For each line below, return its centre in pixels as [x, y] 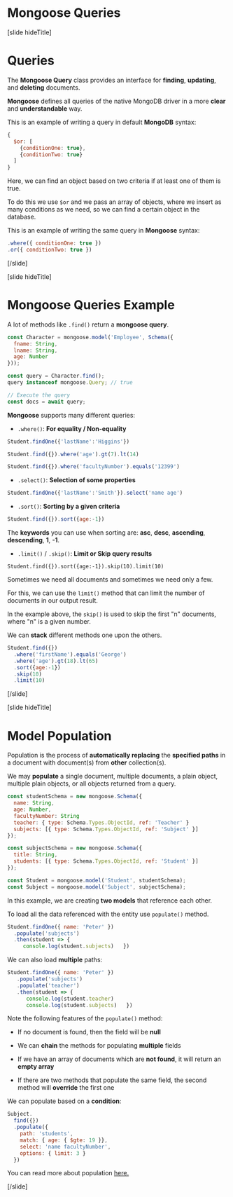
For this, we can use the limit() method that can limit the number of [106, 593]
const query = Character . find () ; [56, 376]
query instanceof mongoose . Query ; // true [70, 383]
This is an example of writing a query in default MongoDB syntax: [102, 122]
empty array [36, 1067]
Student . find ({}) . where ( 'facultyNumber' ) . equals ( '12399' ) [93, 467]
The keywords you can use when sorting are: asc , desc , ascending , [106, 533]
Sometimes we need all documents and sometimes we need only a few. [110, 580]
